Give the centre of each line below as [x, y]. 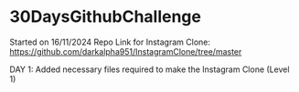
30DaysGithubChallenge [105, 17]
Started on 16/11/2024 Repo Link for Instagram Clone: [110, 42]
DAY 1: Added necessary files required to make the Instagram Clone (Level [149, 69]
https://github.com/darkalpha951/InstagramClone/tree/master [126, 51]
